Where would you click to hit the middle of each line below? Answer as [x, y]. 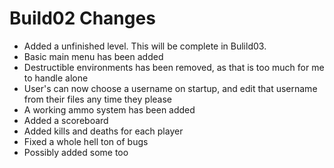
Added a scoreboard [66, 120]
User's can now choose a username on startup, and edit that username [170, 88]
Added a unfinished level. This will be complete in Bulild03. [145, 46]
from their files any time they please [97, 99]
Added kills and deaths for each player [103, 131]
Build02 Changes [82, 18]
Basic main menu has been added [93, 56]
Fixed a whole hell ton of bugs [86, 141]
